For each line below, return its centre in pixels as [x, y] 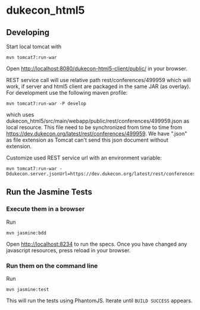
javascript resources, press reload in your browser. [68, 250]
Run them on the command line [52, 265]
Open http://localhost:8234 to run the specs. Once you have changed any [97, 244]
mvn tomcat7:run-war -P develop [46, 104]
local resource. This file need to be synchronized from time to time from [94, 127]
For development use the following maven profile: [67, 93]
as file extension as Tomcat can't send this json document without [87, 140]
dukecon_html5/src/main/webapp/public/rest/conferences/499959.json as [98, 121]
